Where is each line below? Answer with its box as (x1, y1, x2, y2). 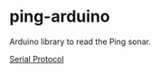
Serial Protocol (9, 53, 65, 64)
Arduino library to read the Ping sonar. (9, 36, 152, 47)
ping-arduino (9, 6, 110, 27)
